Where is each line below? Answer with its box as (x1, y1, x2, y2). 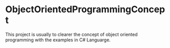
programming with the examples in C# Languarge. (5, 37, 111, 43)
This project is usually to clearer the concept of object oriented (5, 31, 138, 37)
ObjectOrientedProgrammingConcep (5, 4, 165, 15)
